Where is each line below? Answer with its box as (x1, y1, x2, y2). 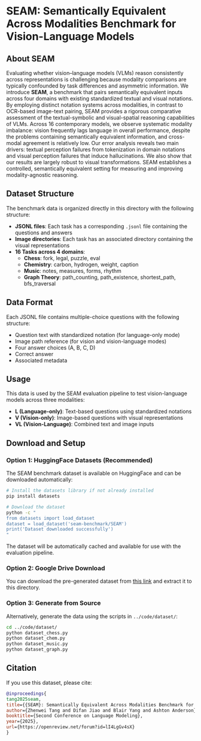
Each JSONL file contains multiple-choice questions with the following (6, 313, 179, 320)
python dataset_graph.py (6, 646, 68, 653)
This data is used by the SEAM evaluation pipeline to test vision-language (6, 390, 187, 397)
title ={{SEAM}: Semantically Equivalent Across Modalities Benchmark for (6, 701, 194, 708)
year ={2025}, (6, 718, 39, 725)
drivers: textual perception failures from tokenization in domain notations (6, 146, 185, 153)
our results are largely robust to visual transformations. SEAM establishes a (6, 159, 191, 165)
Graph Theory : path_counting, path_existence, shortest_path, (23, 273, 176, 281)
